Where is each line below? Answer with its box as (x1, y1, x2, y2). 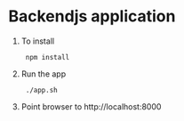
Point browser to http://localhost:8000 (20, 101, 162, 112)
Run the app (20, 69, 67, 79)
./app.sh (25, 85, 59, 94)
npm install (25, 52, 70, 61)
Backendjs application (8, 6, 176, 27)
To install (20, 36, 55, 46)
